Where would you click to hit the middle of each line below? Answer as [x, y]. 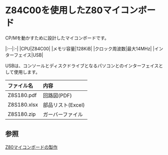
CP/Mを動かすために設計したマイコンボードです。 [57, 38]
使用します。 [27, 72]
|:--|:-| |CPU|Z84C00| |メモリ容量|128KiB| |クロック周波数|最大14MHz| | [80, 48]
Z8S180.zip [22, 114]
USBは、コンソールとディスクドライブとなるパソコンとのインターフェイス [82, 66]
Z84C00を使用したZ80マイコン [72, 10]
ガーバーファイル [63, 114]
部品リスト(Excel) [64, 105]
